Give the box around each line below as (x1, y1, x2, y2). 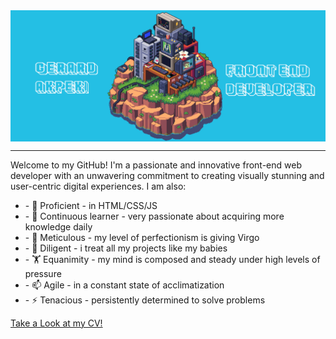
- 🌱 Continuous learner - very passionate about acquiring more (24, 210, 285, 222)
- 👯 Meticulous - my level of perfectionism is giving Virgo (24, 231, 260, 243)
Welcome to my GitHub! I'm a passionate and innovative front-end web (10, 159, 302, 171)
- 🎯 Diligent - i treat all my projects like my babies (24, 242, 228, 254)
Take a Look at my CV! (10, 317, 103, 329)
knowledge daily (24, 220, 93, 233)
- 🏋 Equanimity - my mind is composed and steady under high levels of (24, 253, 321, 265)
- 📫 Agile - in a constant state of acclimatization (24, 279, 225, 291)
